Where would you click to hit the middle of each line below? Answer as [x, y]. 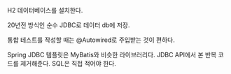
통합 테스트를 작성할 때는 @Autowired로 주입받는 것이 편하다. [91, 40]
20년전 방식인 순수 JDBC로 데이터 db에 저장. [69, 25]
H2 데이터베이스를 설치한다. [45, 10]
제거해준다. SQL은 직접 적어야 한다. [68, 64]
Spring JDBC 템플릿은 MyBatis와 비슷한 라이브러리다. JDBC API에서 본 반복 [112, 55]
